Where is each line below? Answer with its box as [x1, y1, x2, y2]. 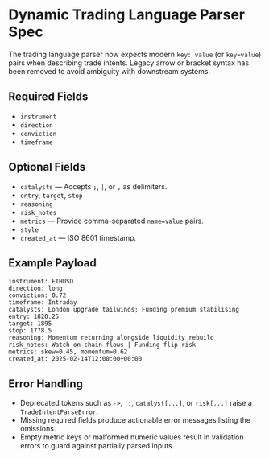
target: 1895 [8, 320, 52, 328]
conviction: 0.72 [8, 291, 67, 299]
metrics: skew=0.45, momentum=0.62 [8, 348, 128, 356]
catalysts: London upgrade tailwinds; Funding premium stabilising [8, 306, 240, 314]
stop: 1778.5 [8, 327, 52, 335]
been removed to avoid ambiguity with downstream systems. [8, 66, 211, 76]
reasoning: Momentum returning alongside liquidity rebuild [8, 334, 215, 342]
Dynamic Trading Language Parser [8, 6, 246, 24]
